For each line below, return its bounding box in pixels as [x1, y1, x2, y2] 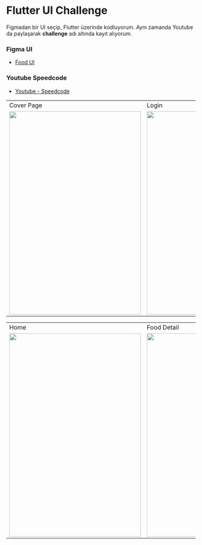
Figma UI [6, 45, 33, 53]
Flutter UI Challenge [6, 4, 108, 17]
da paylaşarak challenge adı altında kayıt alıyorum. [6, 30, 132, 37]
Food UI [14, 58, 35, 66]
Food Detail [147, 323, 179, 331]
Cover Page [9, 101, 43, 109]
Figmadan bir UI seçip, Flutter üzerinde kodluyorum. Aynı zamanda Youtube [6, 23, 194, 31]
